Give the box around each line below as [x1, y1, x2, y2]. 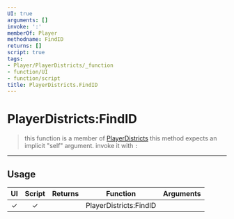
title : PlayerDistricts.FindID [7, 81, 98, 88]
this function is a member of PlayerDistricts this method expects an [24, 134, 217, 143]
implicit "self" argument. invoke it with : [24, 142, 139, 150]
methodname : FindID [7, 36, 64, 43]
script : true [7, 49, 45, 56]
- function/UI [7, 68, 49, 75]
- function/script [7, 74, 61, 82]
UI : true [7, 10, 33, 17]
